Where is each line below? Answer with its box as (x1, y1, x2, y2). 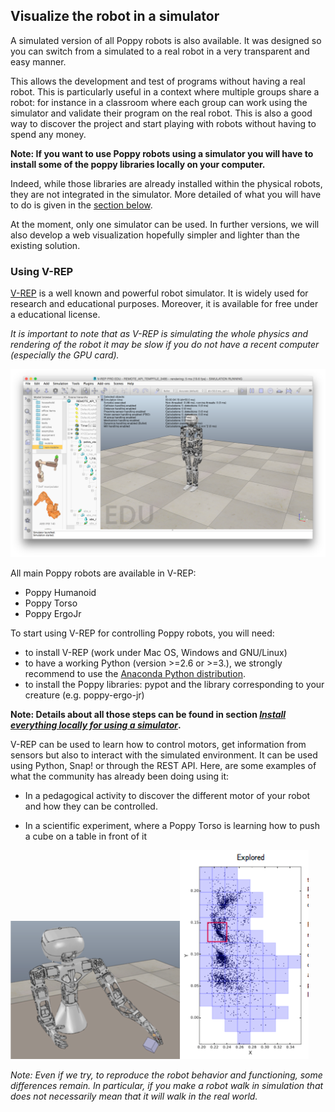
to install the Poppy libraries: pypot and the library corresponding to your (24, 679, 325, 691)
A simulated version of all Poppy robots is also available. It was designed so (10, 34, 322, 46)
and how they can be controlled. (24, 800, 158, 813)
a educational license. (10, 309, 101, 321)
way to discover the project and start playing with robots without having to (10, 117, 317, 129)
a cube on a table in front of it (24, 830, 148, 843)
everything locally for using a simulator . (10, 719, 182, 731)
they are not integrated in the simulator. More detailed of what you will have (10, 188, 322, 200)
